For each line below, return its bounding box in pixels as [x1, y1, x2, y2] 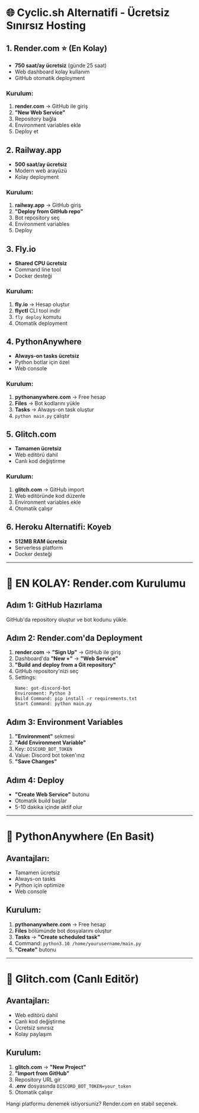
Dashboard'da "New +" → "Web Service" [14, 655, 118, 662]
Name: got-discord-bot [14, 685, 71, 692]
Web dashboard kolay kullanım [14, 68, 90, 75]
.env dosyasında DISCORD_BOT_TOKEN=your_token [14, 1082, 131, 1089]
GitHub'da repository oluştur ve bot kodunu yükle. [6, 616, 129, 623]
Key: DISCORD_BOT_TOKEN [14, 746, 73, 753]
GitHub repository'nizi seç [14, 667, 79, 675]
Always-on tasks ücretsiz [14, 353, 80, 360]
